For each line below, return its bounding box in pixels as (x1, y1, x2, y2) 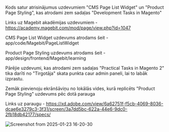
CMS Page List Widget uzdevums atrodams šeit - (5, 35, 108, 40)
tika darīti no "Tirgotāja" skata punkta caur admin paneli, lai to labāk (5, 70, 148, 76)
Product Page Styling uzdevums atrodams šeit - (5, 50, 106, 56)
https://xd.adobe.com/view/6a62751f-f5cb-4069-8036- (45, 101, 164, 107)
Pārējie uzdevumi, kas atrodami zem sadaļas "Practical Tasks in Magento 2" (5, 65, 164, 71)
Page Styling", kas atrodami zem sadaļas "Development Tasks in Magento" (5, 10, 162, 16)
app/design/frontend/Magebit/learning (5, 55, 87, 61)
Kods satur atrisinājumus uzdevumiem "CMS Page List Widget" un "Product (5, 5, 164, 10)
